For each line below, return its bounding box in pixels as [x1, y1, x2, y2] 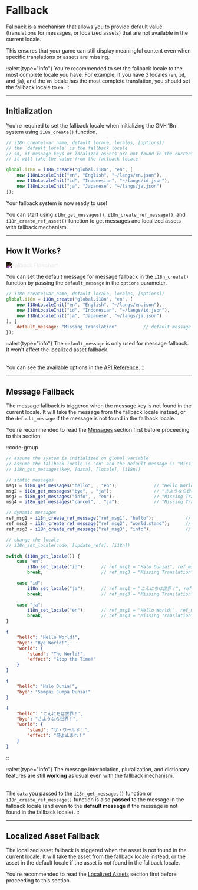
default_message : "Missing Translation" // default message [16, 324, 192, 330]
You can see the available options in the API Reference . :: [6, 364, 145, 371]
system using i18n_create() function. [6, 128, 97, 135]
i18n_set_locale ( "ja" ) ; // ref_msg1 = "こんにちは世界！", [27, 585, 181, 591]
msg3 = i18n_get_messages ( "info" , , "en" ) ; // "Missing [6, 494, 183, 500]
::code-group [6, 444, 38, 451]
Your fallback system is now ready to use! [6, 199, 108, 207]
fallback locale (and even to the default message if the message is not [6, 802, 178, 809]
